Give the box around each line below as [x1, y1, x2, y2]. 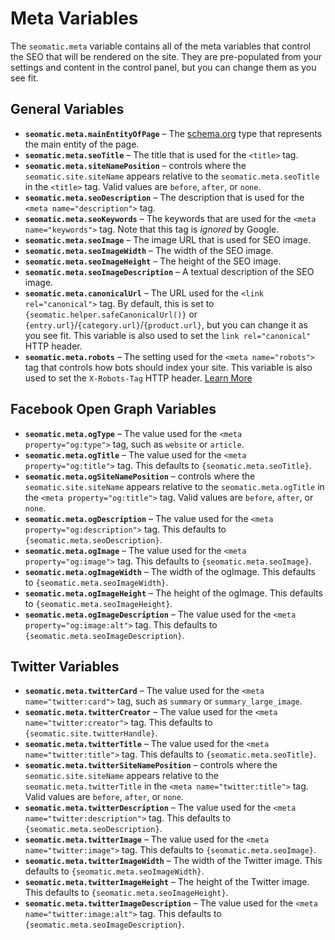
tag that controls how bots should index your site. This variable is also [24, 361, 313, 373]
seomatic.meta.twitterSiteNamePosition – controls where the [24, 759, 278, 771]
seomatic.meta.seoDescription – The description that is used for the [24, 191, 305, 203]
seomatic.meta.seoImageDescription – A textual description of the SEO [24, 265, 315, 277]
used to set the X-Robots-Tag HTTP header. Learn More [24, 372, 253, 384]
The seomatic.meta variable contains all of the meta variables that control [10, 40, 311, 52]
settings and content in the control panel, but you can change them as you [10, 61, 317, 73]
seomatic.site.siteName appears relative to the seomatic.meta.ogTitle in [24, 480, 325, 492]
